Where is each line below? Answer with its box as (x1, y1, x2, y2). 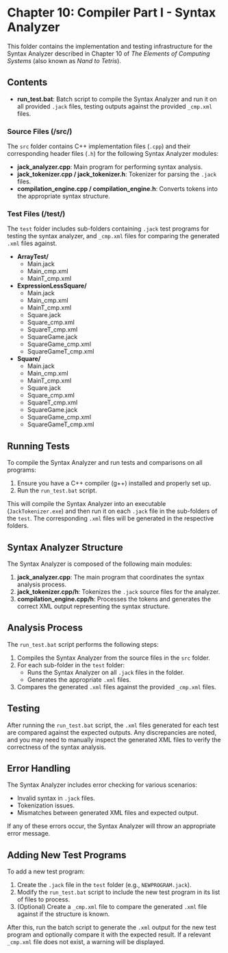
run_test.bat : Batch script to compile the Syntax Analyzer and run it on (16, 95, 217, 103)
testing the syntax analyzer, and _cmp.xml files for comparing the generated (7, 232, 220, 240)
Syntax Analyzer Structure (7, 541, 123, 553)
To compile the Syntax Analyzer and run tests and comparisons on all (7, 459, 203, 467)
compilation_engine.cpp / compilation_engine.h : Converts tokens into (16, 185, 218, 193)
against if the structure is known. (16, 910, 110, 918)
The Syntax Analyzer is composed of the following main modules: (7, 560, 192, 568)
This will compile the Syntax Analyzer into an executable (7, 500, 166, 508)
